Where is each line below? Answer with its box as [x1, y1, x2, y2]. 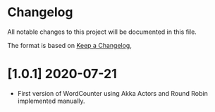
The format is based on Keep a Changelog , [7, 41, 132, 49]
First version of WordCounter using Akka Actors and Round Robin [17, 89, 208, 97]
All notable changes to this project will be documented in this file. [7, 27, 197, 36]
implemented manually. [17, 97, 86, 105]
